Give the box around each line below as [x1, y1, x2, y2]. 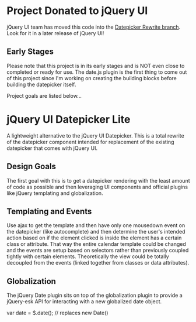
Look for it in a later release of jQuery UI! [6, 29, 104, 36]
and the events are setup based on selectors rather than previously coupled [6, 247, 189, 254]
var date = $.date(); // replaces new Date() [6, 309, 108, 317]
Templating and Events [6, 206, 92, 216]
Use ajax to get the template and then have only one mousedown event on [6, 222, 185, 229]
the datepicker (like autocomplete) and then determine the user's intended [6, 228, 185, 235]
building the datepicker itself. [6, 81, 76, 88]
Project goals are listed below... [6, 92, 82, 99]
